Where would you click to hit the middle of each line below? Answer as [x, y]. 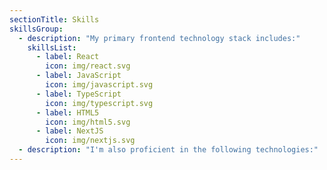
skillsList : [52, 47]
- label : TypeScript [78, 94]
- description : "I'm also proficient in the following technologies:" [168, 150]
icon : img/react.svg [88, 66]
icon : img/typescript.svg [99, 103]
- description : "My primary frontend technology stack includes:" [159, 38]
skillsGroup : [36, 29]
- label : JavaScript [78, 76]
